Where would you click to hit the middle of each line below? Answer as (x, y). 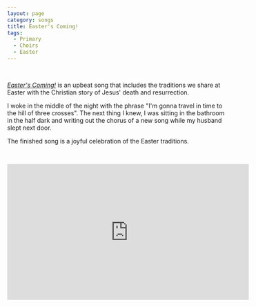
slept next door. (29, 128)
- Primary (27, 39)
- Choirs (26, 46)
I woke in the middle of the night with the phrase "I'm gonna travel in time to (115, 106)
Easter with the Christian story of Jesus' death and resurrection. (98, 92)
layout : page (26, 13)
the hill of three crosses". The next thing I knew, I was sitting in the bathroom (116, 113)
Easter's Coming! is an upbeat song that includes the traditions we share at (114, 85)
